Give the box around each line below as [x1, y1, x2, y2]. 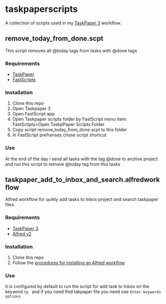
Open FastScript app [12, 111, 55, 117]
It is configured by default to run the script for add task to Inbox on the [5, 284, 150, 290]
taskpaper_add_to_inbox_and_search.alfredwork [5, 176, 160, 184]
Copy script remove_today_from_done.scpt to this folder [12, 127, 127, 133]
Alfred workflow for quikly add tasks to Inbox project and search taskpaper [5, 197, 159, 203]
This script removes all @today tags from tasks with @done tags [5, 47, 138, 53]
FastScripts [12, 77, 36, 83]
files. [5, 202, 15, 207]
